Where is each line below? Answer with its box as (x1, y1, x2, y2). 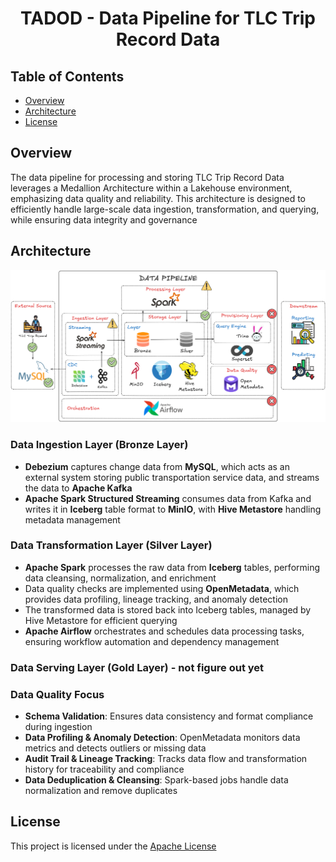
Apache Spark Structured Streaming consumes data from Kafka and (24, 492, 312, 504)
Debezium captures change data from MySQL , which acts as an (24, 460, 290, 472)
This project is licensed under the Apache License (10, 840, 217, 852)
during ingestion (24, 721, 93, 733)
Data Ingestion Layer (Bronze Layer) (10, 438, 189, 452)
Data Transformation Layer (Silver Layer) (10, 538, 213, 552)
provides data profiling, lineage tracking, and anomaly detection (24, 593, 288, 605)
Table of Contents (10, 68, 125, 85)
